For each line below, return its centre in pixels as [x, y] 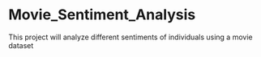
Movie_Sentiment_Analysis [102, 15]
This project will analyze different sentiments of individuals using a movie [130, 37]
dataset [21, 45]
